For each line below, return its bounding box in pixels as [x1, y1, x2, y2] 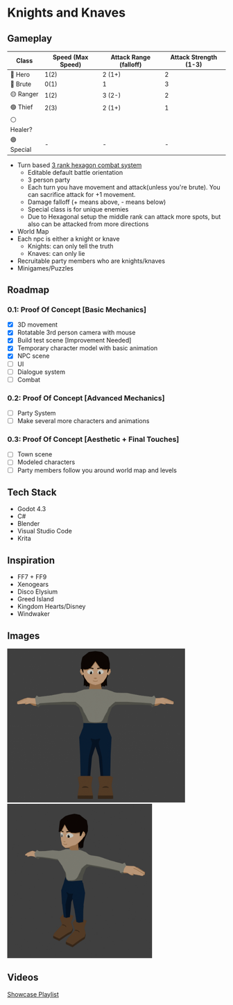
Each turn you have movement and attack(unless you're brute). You [27, 182, 221, 191]
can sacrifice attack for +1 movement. [27, 190, 136, 198]
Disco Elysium [17, 587, 58, 596]
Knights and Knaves [7, 5, 126, 21]
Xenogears [17, 581, 49, 589]
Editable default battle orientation [27, 168, 123, 176]
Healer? [10, 125, 33, 133]
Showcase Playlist [7, 990, 59, 998]
